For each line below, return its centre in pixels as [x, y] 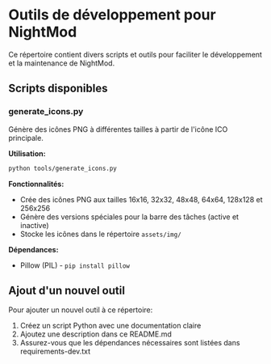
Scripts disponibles [58, 89]
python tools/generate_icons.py [63, 168]
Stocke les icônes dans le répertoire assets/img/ [100, 234]
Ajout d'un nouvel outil [67, 290]
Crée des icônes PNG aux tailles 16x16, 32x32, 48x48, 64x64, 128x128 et [141, 199]
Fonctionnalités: [36, 184]
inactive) [34, 225]
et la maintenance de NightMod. [62, 63]
